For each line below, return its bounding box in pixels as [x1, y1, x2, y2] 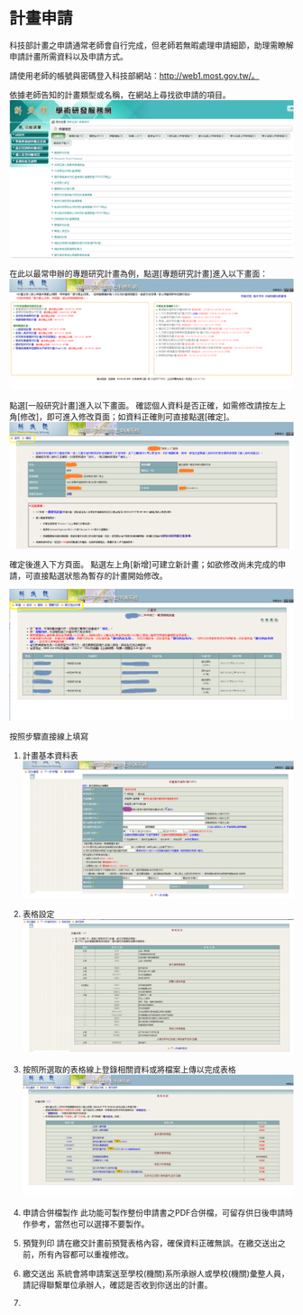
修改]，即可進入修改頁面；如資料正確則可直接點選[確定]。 [20, 411, 234, 422]
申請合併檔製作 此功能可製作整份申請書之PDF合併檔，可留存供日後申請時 [22, 1208, 294, 1218]
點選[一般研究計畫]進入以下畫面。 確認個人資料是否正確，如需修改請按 [9, 400, 271, 411]
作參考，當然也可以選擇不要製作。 [22, 1218, 150, 1229]
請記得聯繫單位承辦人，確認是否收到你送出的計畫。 [22, 1280, 213, 1291]
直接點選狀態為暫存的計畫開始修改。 [32, 570, 168, 581]
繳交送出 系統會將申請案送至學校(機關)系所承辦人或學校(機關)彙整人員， [22, 1268, 290, 1279]
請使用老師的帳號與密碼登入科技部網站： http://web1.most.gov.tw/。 [9, 69, 260, 81]
